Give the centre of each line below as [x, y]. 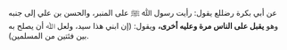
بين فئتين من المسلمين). [49, 36]
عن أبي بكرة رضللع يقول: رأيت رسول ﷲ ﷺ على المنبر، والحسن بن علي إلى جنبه [143, 13]
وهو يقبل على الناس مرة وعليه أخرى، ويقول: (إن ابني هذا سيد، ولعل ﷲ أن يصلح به [143, 26]
